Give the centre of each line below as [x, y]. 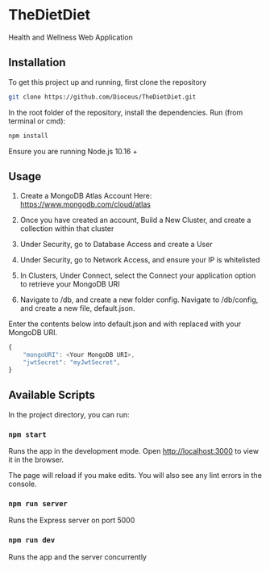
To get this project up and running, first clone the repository [108, 82]
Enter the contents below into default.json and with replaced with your [125, 324]
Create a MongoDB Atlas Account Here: [86, 196]
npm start [27, 434]
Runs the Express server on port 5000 [72, 520]
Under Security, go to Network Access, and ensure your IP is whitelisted [140, 260]
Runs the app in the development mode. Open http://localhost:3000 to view [134, 451]
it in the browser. [36, 459]
